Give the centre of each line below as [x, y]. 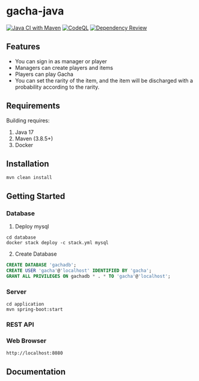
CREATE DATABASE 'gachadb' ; [41, 265]
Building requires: [28, 120]
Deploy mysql [32, 227]
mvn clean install [29, 178]
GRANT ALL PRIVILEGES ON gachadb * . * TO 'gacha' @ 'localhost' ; [88, 276]
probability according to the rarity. [57, 87]
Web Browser [26, 341]
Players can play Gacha [44, 74]
